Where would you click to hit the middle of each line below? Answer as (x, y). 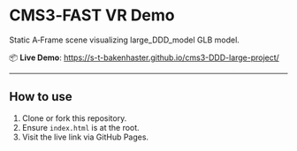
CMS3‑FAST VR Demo (92, 15)
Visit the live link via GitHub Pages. (85, 137)
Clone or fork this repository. (74, 118)
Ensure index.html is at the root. (80, 127)
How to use (41, 97)
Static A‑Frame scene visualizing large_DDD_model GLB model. (125, 40)
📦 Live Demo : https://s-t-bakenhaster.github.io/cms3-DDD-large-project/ (145, 57)
